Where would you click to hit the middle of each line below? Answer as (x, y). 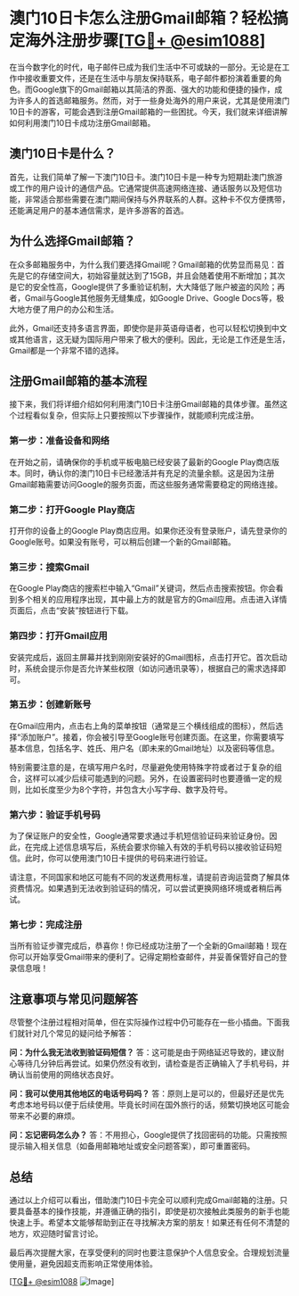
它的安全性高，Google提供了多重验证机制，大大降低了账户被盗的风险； (147, 287)
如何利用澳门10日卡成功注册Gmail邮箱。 (82, 122)
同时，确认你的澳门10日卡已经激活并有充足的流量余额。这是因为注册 (149, 473)
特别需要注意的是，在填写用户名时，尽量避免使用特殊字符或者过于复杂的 (141, 767)
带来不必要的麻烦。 (44, 1116)
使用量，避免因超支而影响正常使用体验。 (83, 1264)
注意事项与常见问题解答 (73, 999)
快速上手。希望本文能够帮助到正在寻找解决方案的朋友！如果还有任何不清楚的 (149, 1223)
